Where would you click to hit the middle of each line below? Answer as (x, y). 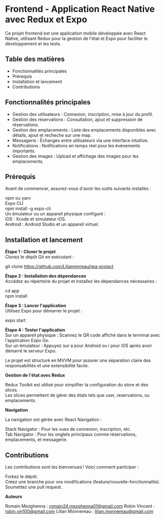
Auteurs (14, 497)
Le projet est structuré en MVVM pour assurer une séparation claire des (78, 360)
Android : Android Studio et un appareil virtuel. (52, 224)
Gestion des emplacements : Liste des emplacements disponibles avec (84, 130)
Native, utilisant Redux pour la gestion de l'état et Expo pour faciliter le (76, 38)
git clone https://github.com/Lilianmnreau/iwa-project (59, 267)
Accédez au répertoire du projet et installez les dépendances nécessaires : (81, 281)
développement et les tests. (33, 43)
